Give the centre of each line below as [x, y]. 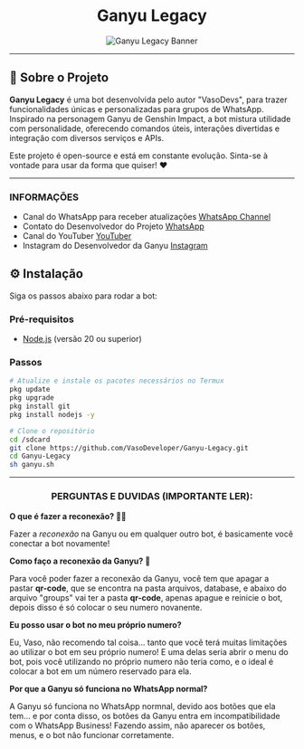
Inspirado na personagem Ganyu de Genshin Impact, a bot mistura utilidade [150, 119]
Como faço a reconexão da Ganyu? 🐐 [80, 561]
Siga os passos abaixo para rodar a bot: [84, 296]
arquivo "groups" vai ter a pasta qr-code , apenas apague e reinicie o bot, [146, 597]
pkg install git [40, 407]
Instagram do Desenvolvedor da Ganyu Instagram [115, 246]
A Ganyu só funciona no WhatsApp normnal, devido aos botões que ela [142, 706]
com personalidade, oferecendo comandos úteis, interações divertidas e [145, 128]
